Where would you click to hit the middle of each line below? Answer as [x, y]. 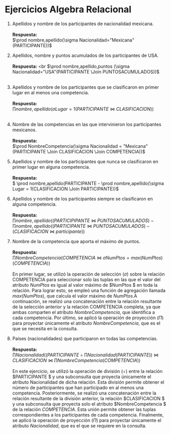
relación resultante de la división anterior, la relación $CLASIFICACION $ [88, 398]
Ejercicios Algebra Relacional [68, 9]
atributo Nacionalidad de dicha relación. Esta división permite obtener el [88, 382]
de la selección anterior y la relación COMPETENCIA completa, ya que [86, 307]
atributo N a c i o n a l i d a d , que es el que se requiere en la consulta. [79, 426]
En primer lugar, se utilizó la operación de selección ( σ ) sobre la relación [88, 274]
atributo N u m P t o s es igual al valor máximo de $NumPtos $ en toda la [85, 285]
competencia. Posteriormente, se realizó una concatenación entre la [84, 393]
